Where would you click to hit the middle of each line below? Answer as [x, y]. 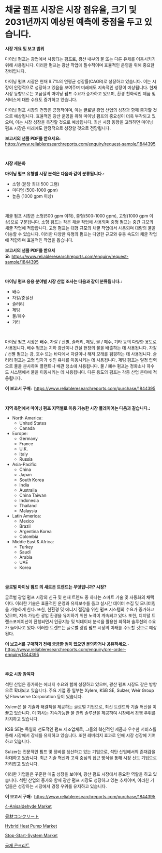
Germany [28, 438]
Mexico [27, 521]
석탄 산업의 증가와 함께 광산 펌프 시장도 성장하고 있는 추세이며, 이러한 [84, 780]
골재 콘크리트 [17, 845]
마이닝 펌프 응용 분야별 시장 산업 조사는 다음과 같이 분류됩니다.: [64, 281]
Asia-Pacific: [25, 464]
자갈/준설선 [23, 298]
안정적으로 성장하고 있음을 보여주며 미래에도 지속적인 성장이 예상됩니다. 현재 [86, 87]
